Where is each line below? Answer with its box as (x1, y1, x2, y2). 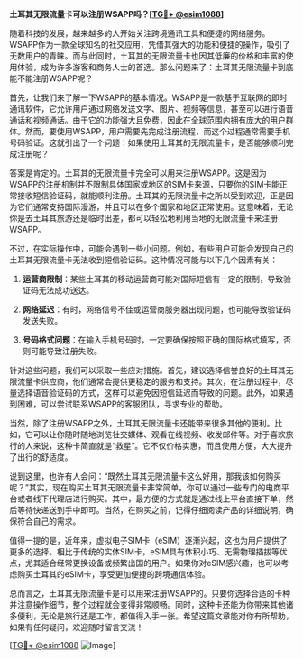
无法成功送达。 (38, 285, 95, 296)
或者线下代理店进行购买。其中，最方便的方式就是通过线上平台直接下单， (16, 493, 286, 504)
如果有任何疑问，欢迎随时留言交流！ (9, 622, 144, 632)
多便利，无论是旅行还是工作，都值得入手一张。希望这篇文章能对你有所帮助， (9, 610, 294, 621)
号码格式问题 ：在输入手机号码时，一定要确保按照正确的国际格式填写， (22, 334, 284, 345)
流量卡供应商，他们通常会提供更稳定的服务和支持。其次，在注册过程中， (16, 376, 286, 387)
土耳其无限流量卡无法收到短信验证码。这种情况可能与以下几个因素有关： (9, 254, 278, 265)
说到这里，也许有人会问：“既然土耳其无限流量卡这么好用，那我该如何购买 (9, 471, 282, 481)
